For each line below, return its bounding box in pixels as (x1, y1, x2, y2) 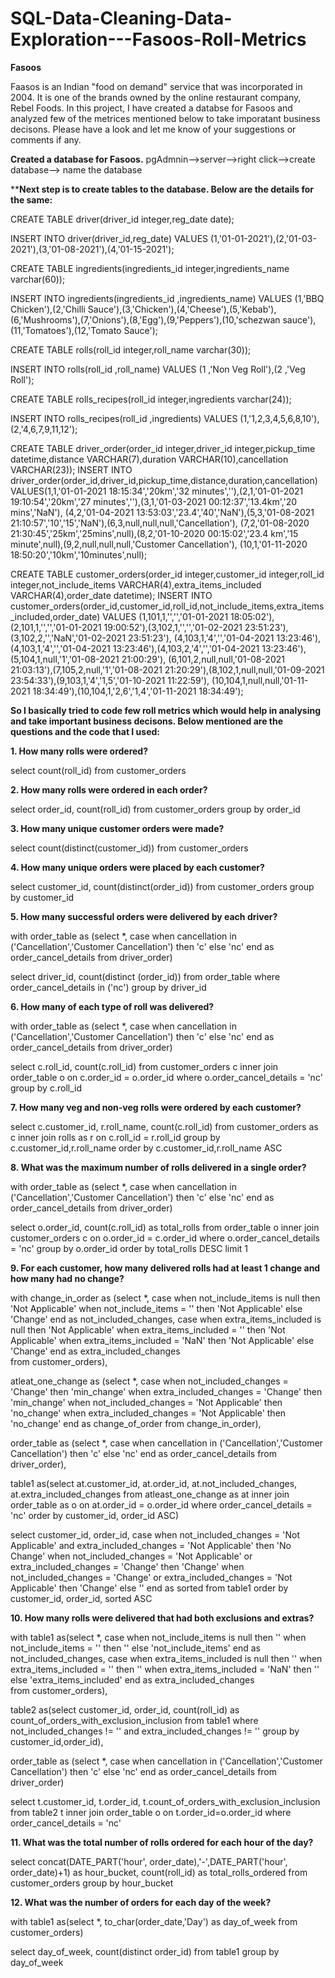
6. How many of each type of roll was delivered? (10, 1000, 215, 1012)
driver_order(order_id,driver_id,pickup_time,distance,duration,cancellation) (10, 474, 318, 486)
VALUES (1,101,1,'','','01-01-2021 (102, 610, 229, 622)
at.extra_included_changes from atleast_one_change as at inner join (10, 1488, 290, 1500)
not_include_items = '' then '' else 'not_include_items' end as (10, 1642, 261, 1654)
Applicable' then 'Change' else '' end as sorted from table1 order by (10, 1582, 289, 1594)
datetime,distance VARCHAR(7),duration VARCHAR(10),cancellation (10, 453, 289, 465)
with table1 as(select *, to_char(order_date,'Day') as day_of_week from (10, 1915, 298, 1927)
